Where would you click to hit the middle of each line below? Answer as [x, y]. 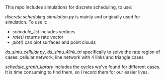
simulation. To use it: [26, 22]
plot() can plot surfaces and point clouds [54, 42]
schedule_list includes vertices [44, 32]
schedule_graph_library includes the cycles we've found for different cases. [83, 67]
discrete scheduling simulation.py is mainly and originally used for [73, 17]
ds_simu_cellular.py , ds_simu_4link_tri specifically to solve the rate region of [83, 52]
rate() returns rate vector [38, 37]
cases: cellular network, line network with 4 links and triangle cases [75, 57]
